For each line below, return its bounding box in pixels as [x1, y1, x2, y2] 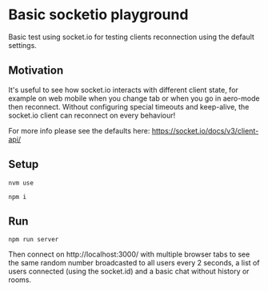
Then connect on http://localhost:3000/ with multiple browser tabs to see [8, 249, 250, 259]
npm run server [8, 236, 59, 244]
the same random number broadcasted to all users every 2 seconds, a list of [8, 258, 260, 268]
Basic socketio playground [8, 6, 189, 24]
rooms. [8, 275, 32, 285]
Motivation [8, 64, 64, 78]
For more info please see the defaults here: [8, 126, 150, 135]
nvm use [8, 178, 34, 187]
